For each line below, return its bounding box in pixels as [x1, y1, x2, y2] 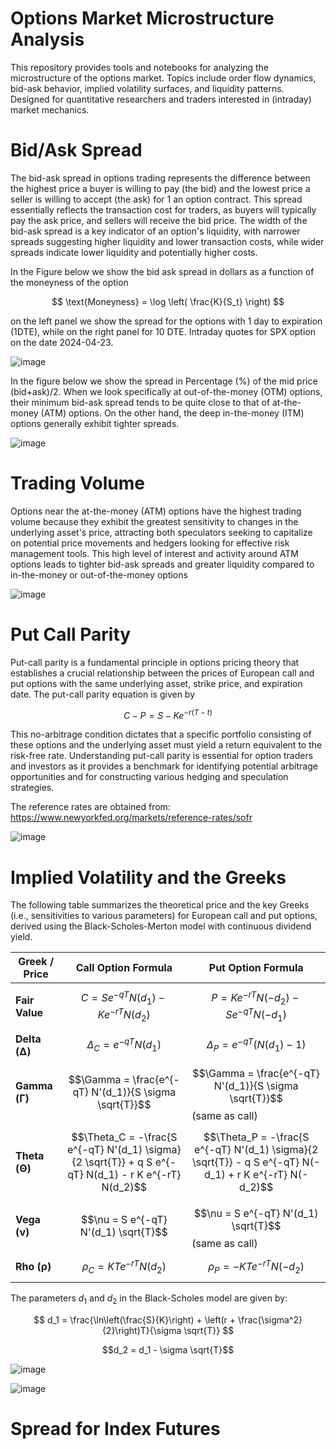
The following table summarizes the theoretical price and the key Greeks [10, 899, 310, 911]
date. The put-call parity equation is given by [10, 688, 196, 700]
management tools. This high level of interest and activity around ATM [10, 547, 299, 559]
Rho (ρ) [15, 1260, 52, 1274]
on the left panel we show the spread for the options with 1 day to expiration [10, 315, 323, 327]
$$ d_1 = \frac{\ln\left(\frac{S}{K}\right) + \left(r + [33, 1314, 237, 1326]
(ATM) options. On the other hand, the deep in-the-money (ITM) [40, 407, 305, 419]
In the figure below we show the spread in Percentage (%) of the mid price [10, 375, 318, 387]
